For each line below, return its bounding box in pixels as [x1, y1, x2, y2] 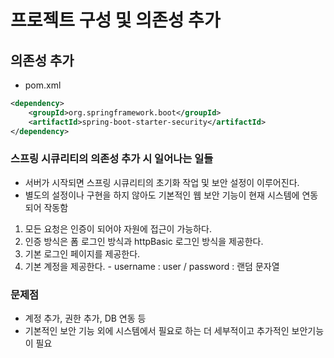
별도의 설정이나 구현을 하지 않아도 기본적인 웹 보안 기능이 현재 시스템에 [24, 189, 300, 201]
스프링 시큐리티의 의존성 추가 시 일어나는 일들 [10, 152, 214, 166]
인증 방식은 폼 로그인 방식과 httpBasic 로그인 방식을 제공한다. [24, 235, 264, 247]
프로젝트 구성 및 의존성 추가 [10, 9, 221, 32]
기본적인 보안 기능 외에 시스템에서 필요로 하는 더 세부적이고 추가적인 [24, 325, 290, 337]
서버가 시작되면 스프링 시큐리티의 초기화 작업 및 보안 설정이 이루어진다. [24, 176, 300, 188]
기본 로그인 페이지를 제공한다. [24, 247, 141, 260]
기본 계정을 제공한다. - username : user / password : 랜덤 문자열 [24, 260, 280, 272]
